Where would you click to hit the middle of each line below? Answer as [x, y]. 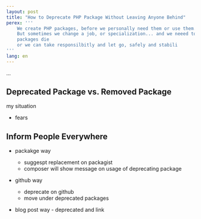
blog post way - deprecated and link [60, 210]
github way [29, 180]
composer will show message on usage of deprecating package [103, 169]
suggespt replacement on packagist [68, 162]
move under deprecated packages [66, 198]
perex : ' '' [20, 23]
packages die [33, 39]
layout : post [22, 12]
